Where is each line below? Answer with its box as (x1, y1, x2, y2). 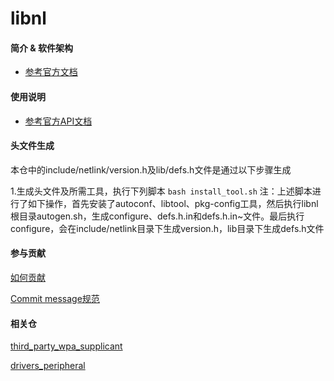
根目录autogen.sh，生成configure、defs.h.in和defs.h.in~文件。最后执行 (10, 210, 305, 222)
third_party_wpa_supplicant (10, 340, 123, 352)
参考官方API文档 (24, 115, 93, 127)
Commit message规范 (10, 293, 100, 304)
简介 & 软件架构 (10, 42, 74, 54)
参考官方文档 (24, 66, 78, 78)
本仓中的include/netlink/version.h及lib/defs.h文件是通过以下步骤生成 (10, 163, 292, 176)
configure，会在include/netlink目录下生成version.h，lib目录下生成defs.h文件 (10, 222, 325, 234)
